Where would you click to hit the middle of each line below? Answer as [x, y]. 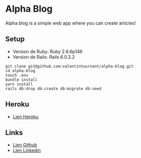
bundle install [21, 80]
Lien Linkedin [27, 150]
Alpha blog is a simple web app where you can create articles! [71, 23]
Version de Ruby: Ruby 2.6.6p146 [48, 51]
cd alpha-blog [20, 71]
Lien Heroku [26, 117]
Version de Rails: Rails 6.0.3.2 [44, 57]
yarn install [19, 84]
